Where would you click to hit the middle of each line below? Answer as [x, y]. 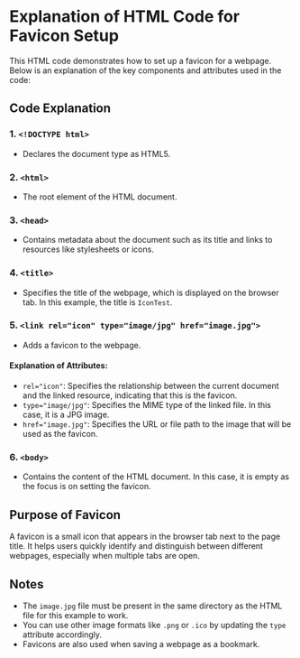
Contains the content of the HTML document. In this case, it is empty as [156, 477]
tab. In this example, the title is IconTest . [97, 302]
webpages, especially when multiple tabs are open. [105, 556]
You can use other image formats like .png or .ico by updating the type [154, 625]
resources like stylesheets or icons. [88, 249]
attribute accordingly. [62, 635]
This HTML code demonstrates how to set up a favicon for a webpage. [141, 60]
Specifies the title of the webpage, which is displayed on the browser [150, 292]
